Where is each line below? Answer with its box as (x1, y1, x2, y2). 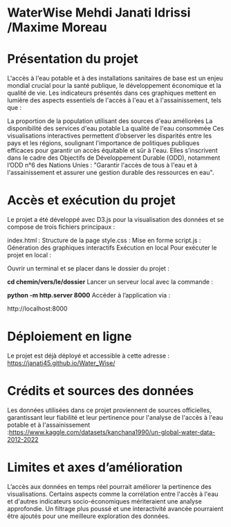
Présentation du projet (7, 51, 138, 67)
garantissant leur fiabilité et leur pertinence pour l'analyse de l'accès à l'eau (7, 413, 223, 421)
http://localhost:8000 (7, 304, 68, 313)
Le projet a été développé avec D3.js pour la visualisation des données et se (7, 216, 224, 224)
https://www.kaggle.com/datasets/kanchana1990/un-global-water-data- (9, 427, 216, 436)
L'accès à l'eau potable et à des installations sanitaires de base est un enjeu (7, 74, 223, 82)
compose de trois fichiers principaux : (7, 223, 115, 231)
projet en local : (7, 251, 52, 259)
